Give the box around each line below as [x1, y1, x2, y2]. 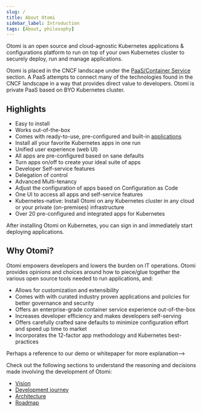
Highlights [6, 104, 47, 114]
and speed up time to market [15, 325, 87, 332]
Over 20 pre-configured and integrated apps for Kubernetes [15, 210, 165, 218]
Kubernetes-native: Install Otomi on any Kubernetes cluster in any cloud [15, 198, 195, 205]
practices [15, 337, 39, 345]
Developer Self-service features [15, 165, 95, 173]
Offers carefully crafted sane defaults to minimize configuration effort [15, 319, 189, 326]
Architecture [15, 392, 47, 400]
